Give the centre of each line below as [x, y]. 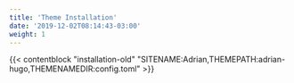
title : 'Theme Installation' [63, 17]
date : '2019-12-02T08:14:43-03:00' [75, 26]
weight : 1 [28, 34]
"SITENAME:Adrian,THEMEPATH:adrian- [211, 60]
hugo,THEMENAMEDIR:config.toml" [75, 69]
